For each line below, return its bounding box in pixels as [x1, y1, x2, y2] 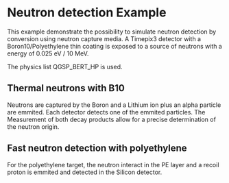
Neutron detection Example [7, 5, 167, 21]
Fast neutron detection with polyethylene [7, 143, 187, 154]
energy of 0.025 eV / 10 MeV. [7, 49, 89, 58]
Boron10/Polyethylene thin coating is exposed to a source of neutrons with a [7, 42, 223, 50]
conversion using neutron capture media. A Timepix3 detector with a [7, 34, 201, 42]
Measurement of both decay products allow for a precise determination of [7, 115, 216, 123]
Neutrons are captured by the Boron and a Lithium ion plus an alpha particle [7, 101, 221, 109]
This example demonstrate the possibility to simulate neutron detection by [7, 27, 217, 36]
